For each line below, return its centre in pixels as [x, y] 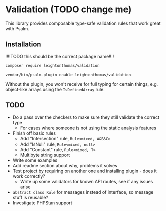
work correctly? [29, 176]
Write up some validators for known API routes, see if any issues [87, 181]
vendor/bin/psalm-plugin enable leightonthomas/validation [68, 75]
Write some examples [35, 160]
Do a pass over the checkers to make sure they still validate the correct [86, 117]
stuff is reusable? [30, 197]
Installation [23, 45]
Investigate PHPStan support [42, 203]
